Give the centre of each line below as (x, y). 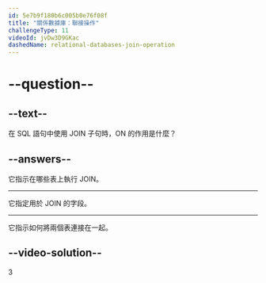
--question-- (51, 84)
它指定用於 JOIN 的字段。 (49, 203)
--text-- (28, 113)
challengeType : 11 (38, 30)
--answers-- (40, 159)
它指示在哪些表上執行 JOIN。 (55, 178)
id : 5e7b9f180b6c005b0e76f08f (58, 15)
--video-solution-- (55, 253)
